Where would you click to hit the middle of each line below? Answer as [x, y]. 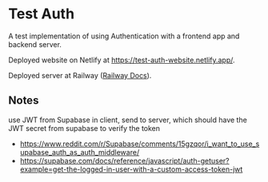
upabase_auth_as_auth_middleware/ [80, 152]
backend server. [35, 44]
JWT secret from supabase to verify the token [84, 128]
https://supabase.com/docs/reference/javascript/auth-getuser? [124, 160]
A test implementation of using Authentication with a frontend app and [124, 36]
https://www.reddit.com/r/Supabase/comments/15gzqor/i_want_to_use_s [140, 144]
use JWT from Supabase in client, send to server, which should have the [128, 120]
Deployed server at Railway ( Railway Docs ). [80, 75]
